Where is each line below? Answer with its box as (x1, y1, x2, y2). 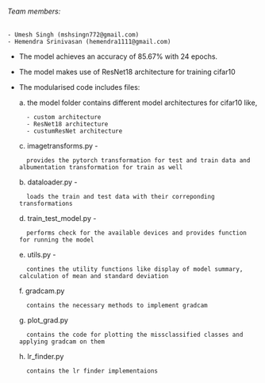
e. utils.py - (18, 250, 56, 260)
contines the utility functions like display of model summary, (26, 265, 244, 273)
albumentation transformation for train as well (18, 164, 183, 172)
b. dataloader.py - (18, 177, 78, 187)
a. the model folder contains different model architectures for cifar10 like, (18, 98, 258, 107)
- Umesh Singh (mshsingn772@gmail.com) (7, 31, 140, 39)
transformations (18, 199, 73, 208)
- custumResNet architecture (26, 127, 123, 135)
